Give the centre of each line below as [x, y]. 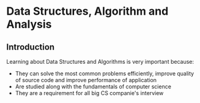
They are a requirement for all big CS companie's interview [89, 93]
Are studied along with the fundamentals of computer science [93, 86]
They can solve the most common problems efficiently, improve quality [105, 74]
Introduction [31, 47]
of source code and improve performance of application [86, 80]
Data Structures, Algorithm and [87, 11]
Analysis [29, 24]
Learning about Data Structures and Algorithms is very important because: [100, 62]
